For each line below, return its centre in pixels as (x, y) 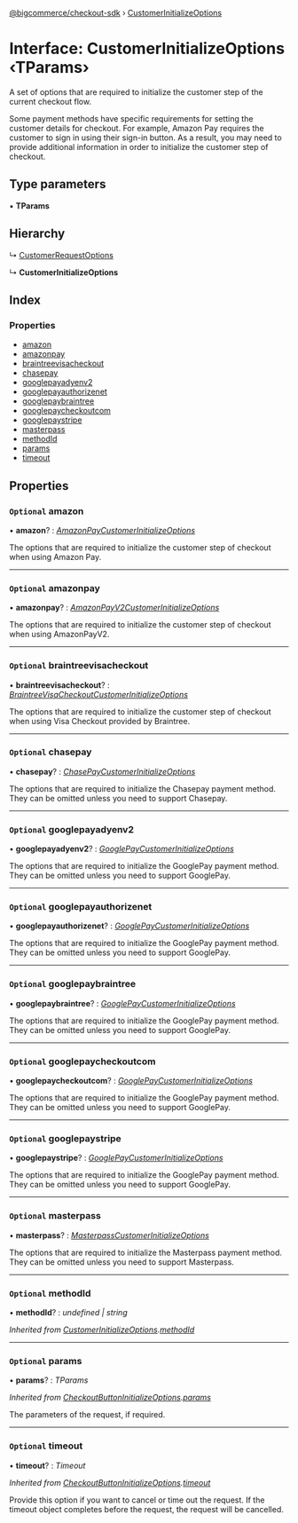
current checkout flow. (50, 101)
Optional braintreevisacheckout (79, 666)
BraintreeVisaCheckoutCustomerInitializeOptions (99, 694)
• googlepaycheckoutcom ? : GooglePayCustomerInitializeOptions (131, 1081)
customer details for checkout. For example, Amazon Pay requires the (137, 128)
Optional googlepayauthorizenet (81, 907)
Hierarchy (37, 234)
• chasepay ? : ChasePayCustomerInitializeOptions (102, 771)
